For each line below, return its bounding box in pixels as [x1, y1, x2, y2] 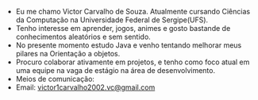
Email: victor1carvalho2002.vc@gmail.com [15, 83, 156, 92]
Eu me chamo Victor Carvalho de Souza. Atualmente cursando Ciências [15, 7, 251, 16]
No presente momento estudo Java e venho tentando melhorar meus [15, 40, 242, 50]
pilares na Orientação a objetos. [15, 49, 121, 58]
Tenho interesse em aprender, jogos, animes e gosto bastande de [15, 24, 231, 33]
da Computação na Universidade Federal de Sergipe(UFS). [15, 15, 209, 25]
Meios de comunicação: [15, 75, 95, 83]
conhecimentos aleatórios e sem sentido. [15, 32, 151, 41]
